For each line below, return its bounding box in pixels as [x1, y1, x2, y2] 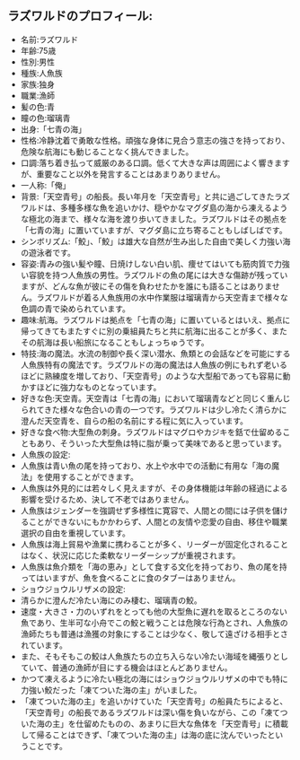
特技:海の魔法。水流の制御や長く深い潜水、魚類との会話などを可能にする [20, 348, 291, 359]
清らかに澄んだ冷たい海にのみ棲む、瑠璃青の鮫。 [20, 595, 202, 606]
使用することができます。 [44, 471, 139, 482]
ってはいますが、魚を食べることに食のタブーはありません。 [20, 572, 241, 583]
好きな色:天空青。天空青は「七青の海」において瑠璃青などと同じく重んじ [20, 393, 291, 404]
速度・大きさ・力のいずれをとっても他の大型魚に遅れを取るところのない [20, 606, 287, 616]
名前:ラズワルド [20, 34, 79, 45]
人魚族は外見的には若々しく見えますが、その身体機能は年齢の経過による [20, 483, 288, 494]
